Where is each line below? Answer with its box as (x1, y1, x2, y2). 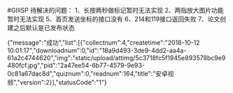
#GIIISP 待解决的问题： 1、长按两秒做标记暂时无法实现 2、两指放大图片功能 (7, 6, 224, 14)
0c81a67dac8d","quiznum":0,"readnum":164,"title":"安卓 (7, 69, 168, 78)
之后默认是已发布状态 (13, 24, 75, 31)
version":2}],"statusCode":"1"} (20, 78, 107, 86)
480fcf (7, 62, 27, 69)
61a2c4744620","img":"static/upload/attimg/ (7, 54, 136, 62)
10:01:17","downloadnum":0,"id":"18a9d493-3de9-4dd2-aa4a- (7, 46, 187, 55)
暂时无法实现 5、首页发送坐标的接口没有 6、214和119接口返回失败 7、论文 (7, 15, 220, 23)
